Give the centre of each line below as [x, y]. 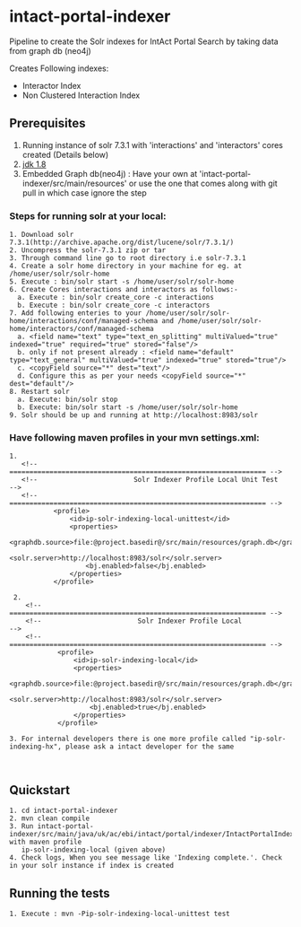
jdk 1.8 [34, 164]
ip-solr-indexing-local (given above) [94, 850]
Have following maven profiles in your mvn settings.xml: [134, 437]
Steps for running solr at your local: [88, 215]
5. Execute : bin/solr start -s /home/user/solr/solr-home [122, 282]
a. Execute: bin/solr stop [68, 400]
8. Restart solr [39, 392]
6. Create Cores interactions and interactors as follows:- [124, 290]
